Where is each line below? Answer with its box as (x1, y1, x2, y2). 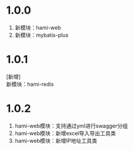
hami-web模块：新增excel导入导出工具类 (14, 129, 116, 137)
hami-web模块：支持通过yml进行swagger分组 (14, 122, 128, 129)
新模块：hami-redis (6, 80, 54, 87)
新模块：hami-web (14, 24, 61, 31)
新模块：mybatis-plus (14, 31, 69, 39)
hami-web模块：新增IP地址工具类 (14, 137, 98, 144)
